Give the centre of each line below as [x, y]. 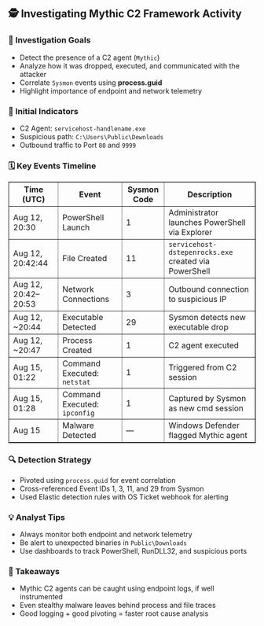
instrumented [41, 597]
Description [210, 194]
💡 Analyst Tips [37, 517]
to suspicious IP [198, 300]
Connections [86, 300]
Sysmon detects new [207, 318]
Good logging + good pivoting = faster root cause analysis [114, 613]
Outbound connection [209, 289]
